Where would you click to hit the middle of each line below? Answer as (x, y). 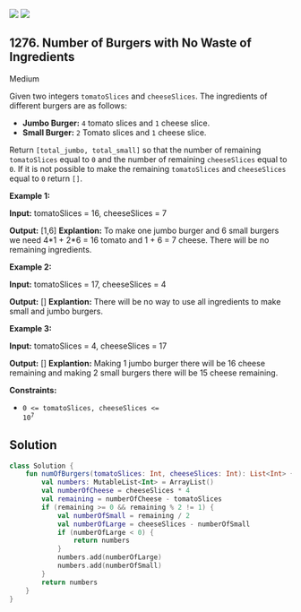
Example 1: (30, 195)
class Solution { (42, 466)
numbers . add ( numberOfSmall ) (110, 566)
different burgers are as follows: (68, 105)
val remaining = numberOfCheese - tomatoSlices (132, 499)
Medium (25, 78)
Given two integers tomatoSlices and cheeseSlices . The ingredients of (138, 96)
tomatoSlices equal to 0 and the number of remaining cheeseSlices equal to (148, 159)
